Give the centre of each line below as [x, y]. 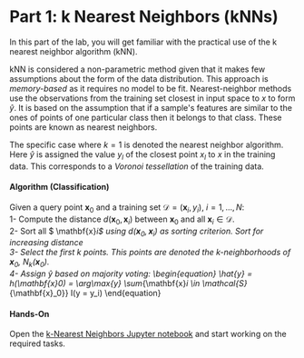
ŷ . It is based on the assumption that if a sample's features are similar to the [151, 107]
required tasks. [38, 343]
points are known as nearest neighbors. [83, 127]
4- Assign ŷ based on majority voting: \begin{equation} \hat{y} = [131, 273]
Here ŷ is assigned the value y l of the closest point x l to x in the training [142, 155]
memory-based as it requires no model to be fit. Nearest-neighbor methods [151, 88]
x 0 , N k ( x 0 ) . [29, 263]
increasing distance [46, 243]
